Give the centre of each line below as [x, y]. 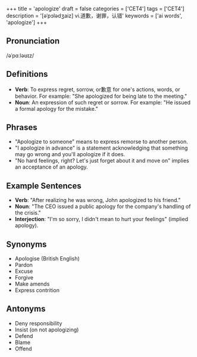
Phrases [22, 128]
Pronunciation [33, 41]
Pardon [24, 265]
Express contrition [37, 290]
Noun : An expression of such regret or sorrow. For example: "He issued [102, 102]
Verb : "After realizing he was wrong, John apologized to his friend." [98, 200]
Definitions [27, 74]
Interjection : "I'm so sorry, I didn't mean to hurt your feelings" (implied [101, 219]
